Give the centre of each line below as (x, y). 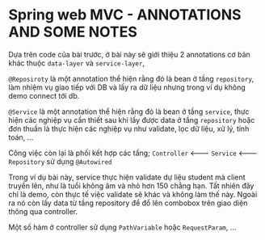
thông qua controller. (43, 211)
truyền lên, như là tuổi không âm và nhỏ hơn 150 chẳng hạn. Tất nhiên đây (131, 185)
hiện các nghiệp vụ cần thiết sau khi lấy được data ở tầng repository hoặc (132, 120)
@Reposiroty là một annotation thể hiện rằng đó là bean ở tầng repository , (131, 78)
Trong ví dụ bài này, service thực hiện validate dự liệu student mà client (127, 177)
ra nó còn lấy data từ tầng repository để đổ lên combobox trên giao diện (128, 203)
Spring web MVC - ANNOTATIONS (125, 15)
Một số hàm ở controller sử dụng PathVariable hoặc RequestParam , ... (122, 227)
